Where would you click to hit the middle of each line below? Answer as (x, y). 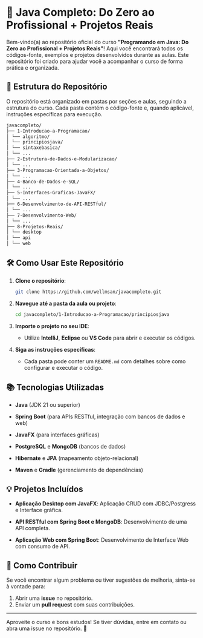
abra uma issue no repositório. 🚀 (47, 628)
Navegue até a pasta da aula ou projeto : (66, 303)
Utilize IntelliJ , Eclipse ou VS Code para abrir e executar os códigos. (110, 338)
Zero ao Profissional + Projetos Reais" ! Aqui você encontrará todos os (95, 48)
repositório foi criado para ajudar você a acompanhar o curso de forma (95, 61)
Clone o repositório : (40, 280)
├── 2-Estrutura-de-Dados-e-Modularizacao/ (62, 159)
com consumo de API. (43, 547)
